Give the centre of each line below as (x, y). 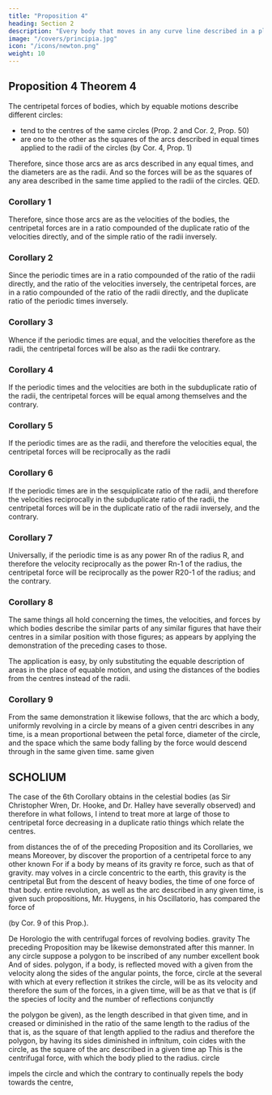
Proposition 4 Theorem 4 (72, 86)
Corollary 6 (31, 473)
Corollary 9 (31, 700)
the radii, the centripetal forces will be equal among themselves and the (128, 396)
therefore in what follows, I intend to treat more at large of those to (119, 814)
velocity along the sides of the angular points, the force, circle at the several (135, 973)
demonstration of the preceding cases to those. (88, 645)
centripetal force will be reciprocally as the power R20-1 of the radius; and (132, 572)
